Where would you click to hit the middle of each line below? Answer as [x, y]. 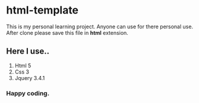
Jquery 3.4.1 [30, 78]
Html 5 [23, 65]
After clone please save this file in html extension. [67, 32]
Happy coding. [28, 93]
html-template [42, 10]
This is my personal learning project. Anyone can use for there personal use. [100, 26]
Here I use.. [28, 51]
